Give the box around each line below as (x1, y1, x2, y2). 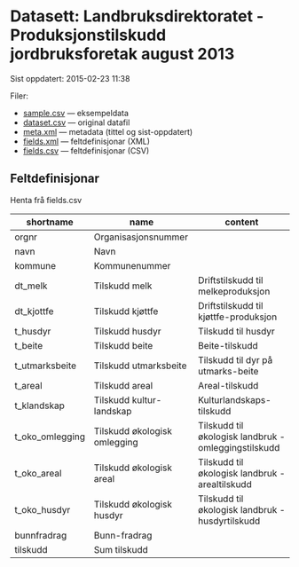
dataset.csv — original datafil (22, 117, 130, 128)
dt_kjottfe (14, 304, 54, 317)
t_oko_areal (14, 467, 62, 479)
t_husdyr (14, 325, 51, 337)
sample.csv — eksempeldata (22, 107, 130, 118)
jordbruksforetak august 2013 (10, 44, 235, 64)
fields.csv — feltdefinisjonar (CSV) (22, 145, 150, 156)
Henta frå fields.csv (10, 194, 83, 205)
